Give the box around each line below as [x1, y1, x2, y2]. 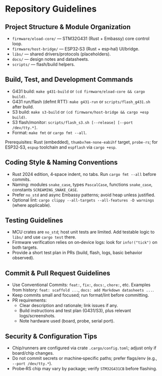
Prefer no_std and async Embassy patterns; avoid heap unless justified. [12, 192, 156, 198]
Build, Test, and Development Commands [5, 75, 133, 84]
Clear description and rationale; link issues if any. [19, 303, 118, 308]
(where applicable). [12, 202, 51, 208]
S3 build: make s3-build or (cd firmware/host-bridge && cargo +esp [12, 109, 149, 115]
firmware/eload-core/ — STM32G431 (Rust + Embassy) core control [12, 35, 150, 41]
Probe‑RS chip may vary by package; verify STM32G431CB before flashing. [12, 366, 157, 372]
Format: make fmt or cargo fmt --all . [12, 130, 87, 136]
